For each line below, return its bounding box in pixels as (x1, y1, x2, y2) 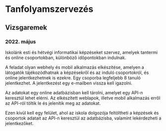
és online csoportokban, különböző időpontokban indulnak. (5, 55, 126, 61)
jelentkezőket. (5, 120, 34, 126)
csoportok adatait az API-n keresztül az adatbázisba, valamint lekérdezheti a (5, 115, 162, 121)
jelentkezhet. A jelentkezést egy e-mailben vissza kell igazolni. (5, 80, 133, 86)
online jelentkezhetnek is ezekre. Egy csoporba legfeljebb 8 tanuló (5, 74, 141, 80)
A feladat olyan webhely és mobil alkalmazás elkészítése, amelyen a (5, 64, 145, 70)
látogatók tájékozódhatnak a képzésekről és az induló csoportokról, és (5, 69, 149, 75)
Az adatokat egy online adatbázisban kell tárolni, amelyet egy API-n (5, 89, 143, 95)
